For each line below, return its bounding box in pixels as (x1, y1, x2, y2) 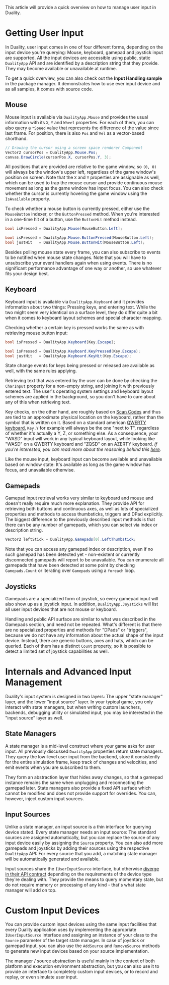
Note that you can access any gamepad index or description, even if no (5, 546, 153, 552)
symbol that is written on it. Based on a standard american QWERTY (5, 420, 146, 426)
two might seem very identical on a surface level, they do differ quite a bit (5, 309, 158, 315)
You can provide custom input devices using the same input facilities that (5, 921, 157, 927)
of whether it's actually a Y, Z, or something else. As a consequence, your (5, 430, 158, 436)
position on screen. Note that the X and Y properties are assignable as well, (5, 174, 160, 181)
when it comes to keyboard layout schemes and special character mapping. (5, 315, 162, 321)
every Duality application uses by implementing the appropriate (5, 926, 137, 933)
